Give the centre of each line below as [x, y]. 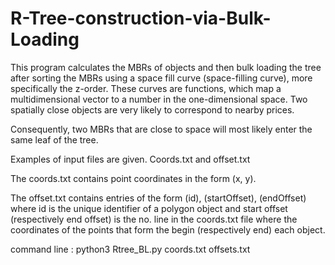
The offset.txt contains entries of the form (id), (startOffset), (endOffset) [158, 198]
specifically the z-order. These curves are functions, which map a [146, 88]
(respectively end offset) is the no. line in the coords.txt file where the [154, 219]
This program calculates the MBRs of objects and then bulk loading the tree [166, 67]
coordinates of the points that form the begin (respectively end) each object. [168, 229]
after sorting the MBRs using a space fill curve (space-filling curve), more [161, 78]
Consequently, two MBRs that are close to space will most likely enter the [161, 129]
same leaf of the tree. [54, 139]
